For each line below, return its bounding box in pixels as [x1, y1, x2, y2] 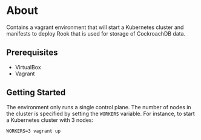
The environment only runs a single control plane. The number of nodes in [6, 103, 192, 110]
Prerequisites [6, 48, 58, 58]
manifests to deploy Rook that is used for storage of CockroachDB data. [6, 30, 186, 37]
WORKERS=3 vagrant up [6, 128, 61, 134]
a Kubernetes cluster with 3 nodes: [6, 116, 94, 124]
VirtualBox [15, 63, 41, 71]
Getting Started [6, 87, 66, 98]
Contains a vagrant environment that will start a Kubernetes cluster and [6, 24, 184, 31]
